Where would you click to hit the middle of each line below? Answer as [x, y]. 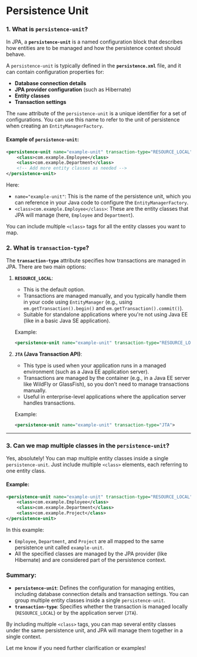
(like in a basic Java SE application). [67, 321]
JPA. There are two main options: [46, 267]
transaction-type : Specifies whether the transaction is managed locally [101, 607]
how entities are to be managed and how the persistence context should [93, 48]
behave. [16, 55]
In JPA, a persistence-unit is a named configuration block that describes [94, 42]
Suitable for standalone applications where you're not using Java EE [106, 315]
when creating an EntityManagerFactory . [55, 126]
